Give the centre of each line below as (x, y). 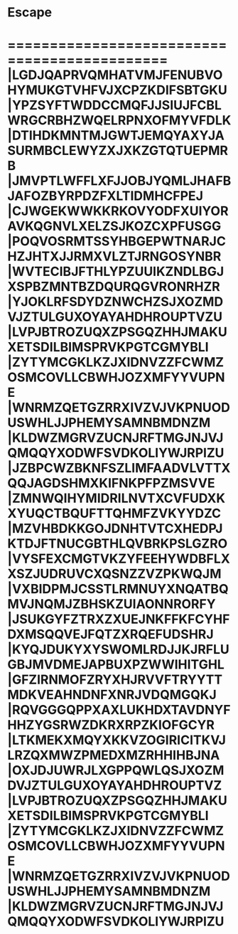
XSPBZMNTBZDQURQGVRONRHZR (114, 287)
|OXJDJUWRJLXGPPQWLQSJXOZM (116, 771)
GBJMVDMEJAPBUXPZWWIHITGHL (116, 665)
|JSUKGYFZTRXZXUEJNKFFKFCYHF (119, 619)
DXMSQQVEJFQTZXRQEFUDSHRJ (111, 635)
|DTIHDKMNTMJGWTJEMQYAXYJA (116, 136)
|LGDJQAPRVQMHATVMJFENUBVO (115, 75)
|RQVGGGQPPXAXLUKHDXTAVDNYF (119, 710)
